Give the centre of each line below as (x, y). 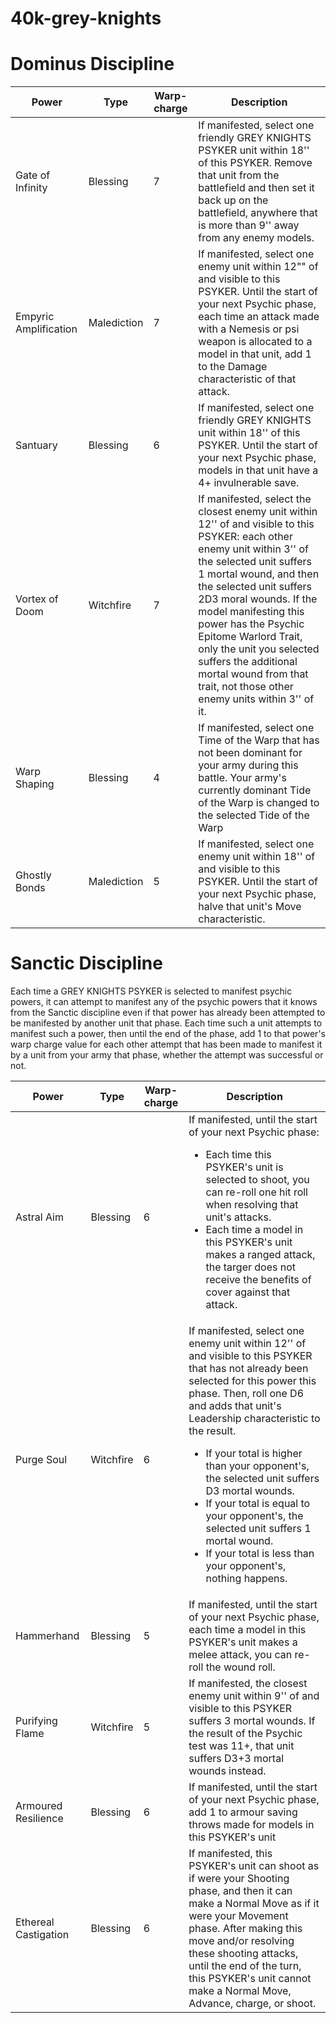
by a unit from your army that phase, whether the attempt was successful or (167, 1055)
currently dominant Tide (255, 790)
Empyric (35, 317)
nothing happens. (246, 1579)
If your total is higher (254, 1454)
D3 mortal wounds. (250, 1491)
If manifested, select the (255, 499)
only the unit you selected (259, 649)
